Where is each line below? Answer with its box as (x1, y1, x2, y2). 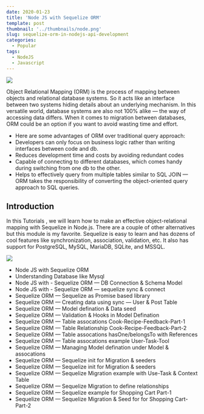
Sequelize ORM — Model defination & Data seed (15, 305, 137, 312)
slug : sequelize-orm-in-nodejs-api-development (6, 32, 129, 38)
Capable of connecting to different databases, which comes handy (15, 157, 183, 165)
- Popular (12, 43, 36, 49)
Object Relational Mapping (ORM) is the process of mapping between (6, 88, 180, 95)
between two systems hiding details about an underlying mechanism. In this (6, 101, 196, 108)
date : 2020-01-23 (6, 9, 50, 15)
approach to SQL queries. (15, 184, 80, 191)
